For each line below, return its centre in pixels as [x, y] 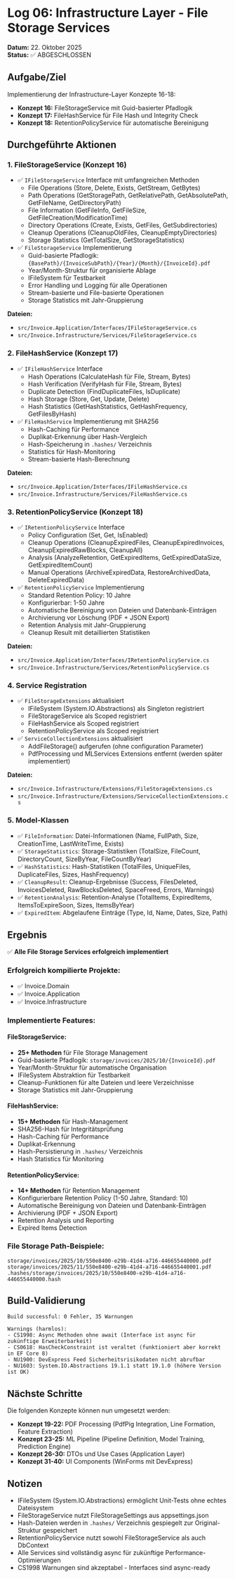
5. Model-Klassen [38, 820]
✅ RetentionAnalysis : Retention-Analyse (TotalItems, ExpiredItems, [114, 897]
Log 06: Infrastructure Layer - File [108, 13]
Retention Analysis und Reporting [66, 1221]
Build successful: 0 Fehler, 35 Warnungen [70, 1317]
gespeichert [60, 1530]
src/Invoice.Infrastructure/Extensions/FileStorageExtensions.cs [115, 789]
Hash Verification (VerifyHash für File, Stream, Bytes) [105, 384]
